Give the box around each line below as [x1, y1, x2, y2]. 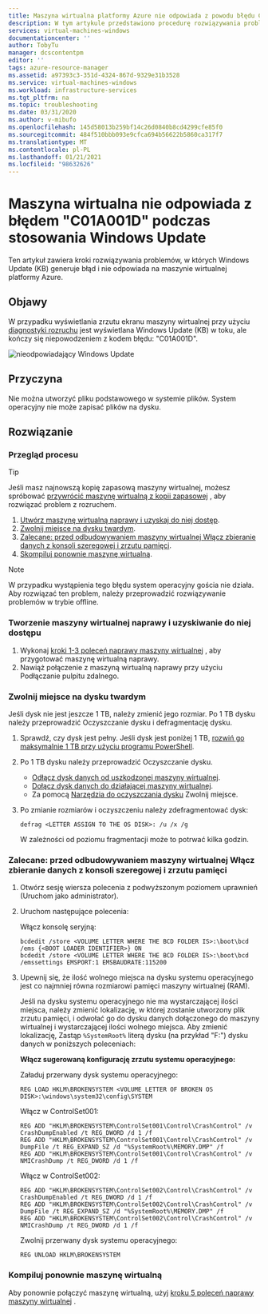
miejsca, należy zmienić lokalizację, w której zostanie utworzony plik [19, 1005, 246, 1015]
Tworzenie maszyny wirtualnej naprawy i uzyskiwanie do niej [8, 617, 251, 629]
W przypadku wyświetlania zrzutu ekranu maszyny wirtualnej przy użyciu [8, 317, 250, 326]
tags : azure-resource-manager [8, 64, 109, 72]
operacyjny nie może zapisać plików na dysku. [8, 401, 161, 412]
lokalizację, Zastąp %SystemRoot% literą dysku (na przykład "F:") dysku [19, 1031, 249, 1040]
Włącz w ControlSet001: [19, 1107, 100, 1116]
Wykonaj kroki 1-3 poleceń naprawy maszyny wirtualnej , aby [19, 645, 222, 655]
